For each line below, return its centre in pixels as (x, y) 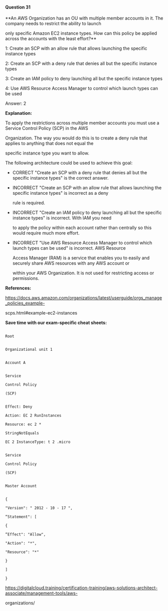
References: (18, 288)
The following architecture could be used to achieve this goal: (69, 163)
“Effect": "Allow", (26, 534)
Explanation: (19, 113)
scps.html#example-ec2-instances (41, 313)
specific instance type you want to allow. (47, 153)
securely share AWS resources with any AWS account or (71, 263)
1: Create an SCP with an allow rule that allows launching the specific (76, 48)
